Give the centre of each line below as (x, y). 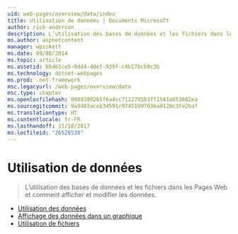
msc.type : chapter (34, 93)
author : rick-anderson (41, 27)
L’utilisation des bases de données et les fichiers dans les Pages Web (126, 187)
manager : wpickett (34, 47)
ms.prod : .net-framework (44, 80)
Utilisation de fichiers (49, 223)
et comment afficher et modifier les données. (91, 195)
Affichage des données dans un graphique (80, 216)
